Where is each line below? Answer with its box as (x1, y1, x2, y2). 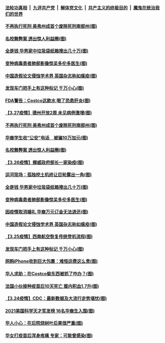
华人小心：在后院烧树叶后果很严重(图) (5, 320, 83, 326)
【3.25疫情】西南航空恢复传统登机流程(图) (5, 233, 93, 239)
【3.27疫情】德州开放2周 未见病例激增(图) (5, 110, 92, 116)
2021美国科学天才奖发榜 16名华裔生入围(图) (5, 307, 95, 313)
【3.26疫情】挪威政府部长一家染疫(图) (5, 159, 84, 165)
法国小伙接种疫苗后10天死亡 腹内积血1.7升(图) (5, 283, 99, 289)
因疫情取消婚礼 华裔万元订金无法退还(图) (5, 209, 88, 215)
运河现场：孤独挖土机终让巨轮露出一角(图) (5, 171, 92, 177)
